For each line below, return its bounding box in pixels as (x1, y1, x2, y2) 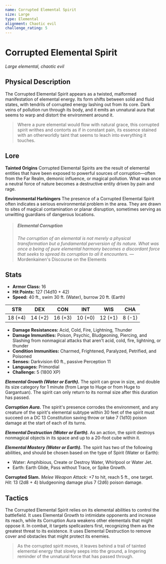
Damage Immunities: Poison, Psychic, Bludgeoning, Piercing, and (12, 333, 147, 338)
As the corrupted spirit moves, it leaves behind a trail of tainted (17, 543, 146, 549)
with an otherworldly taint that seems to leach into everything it (17, 132, 147, 138)
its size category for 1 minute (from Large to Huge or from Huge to (5, 384, 140, 390)
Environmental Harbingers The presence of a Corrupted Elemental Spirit (5, 195, 155, 201)
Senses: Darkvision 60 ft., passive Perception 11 (12, 359, 111, 365)
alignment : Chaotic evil (5, 21, 56, 26)
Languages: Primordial (12, 364, 59, 370)
